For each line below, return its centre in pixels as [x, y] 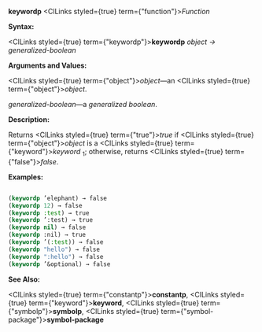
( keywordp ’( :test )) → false [56, 242]
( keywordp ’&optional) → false [59, 264]
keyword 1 [68, 153]
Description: [29, 120]
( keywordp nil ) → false [47, 227]
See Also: [24, 279]
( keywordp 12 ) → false [45, 205]
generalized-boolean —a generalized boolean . [83, 104]
